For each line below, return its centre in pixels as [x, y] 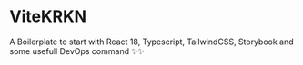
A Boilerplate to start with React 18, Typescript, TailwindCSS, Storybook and [151, 42]
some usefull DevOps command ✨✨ [77, 51]
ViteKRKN [48, 17]
